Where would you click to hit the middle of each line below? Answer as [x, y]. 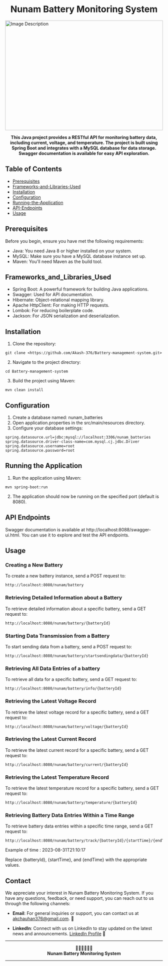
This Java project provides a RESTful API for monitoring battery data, [84, 137]
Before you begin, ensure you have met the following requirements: [74, 241]
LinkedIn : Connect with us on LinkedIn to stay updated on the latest [82, 928]
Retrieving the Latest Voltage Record [51, 701]
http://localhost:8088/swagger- [118, 529]
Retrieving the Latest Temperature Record [57, 777]
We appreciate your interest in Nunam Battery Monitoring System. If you [79, 893]
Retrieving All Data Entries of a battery [53, 668]
